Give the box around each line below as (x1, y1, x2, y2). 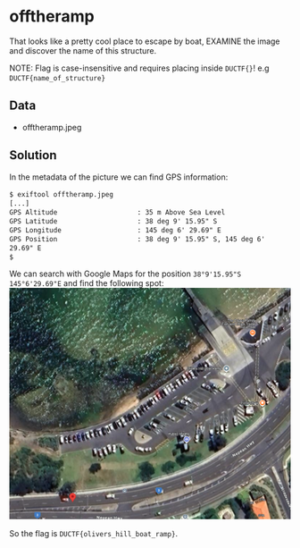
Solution (9, 148, 57, 163)
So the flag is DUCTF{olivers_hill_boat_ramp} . (9, 528, 179, 539)
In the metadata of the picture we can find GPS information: (9, 172, 229, 182)
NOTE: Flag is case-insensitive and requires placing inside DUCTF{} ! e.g (9, 63, 270, 73)
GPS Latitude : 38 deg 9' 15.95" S (9, 216, 218, 225)
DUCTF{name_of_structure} (9, 73, 105, 82)
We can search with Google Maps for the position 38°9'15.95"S (9, 268, 242, 279)
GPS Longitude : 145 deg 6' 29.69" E (9, 225, 221, 234)
